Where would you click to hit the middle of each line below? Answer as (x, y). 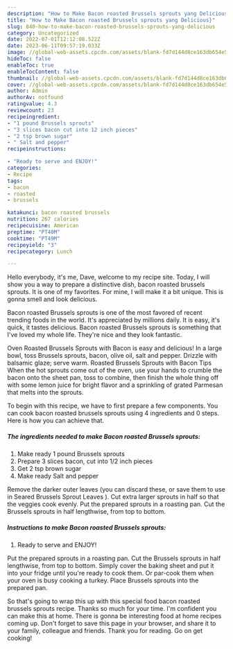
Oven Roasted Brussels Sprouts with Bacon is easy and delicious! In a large (115, 348)
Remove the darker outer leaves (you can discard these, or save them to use (116, 490)
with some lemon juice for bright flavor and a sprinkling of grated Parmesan (115, 385)
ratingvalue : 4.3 (32, 104)
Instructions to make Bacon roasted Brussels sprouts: (87, 527)
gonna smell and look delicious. (52, 300)
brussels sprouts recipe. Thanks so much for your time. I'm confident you (112, 609)
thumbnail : (23, 78)
